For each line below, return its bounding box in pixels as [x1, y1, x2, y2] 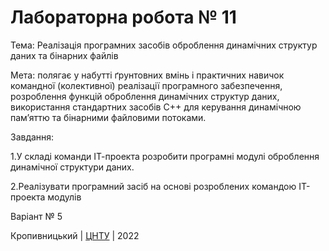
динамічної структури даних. [10, 161, 135, 173]
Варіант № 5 [10, 210, 63, 222]
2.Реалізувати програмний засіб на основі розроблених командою [10, 180, 297, 192]
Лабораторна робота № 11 [10, 6, 237, 29]
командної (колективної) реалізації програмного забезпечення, [10, 79, 283, 91]
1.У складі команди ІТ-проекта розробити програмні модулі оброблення [10, 150, 320, 162]
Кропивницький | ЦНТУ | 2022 [10, 229, 140, 241]
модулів [47, 191, 82, 203]
